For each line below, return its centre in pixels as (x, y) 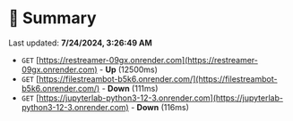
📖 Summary (52, 18)
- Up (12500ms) (129, 69)
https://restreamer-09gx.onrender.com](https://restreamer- (149, 60)
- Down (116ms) (160, 107)
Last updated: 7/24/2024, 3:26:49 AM (81, 43)
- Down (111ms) (130, 88)
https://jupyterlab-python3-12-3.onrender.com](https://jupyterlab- (161, 98)
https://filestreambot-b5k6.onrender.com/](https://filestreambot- (158, 78)
